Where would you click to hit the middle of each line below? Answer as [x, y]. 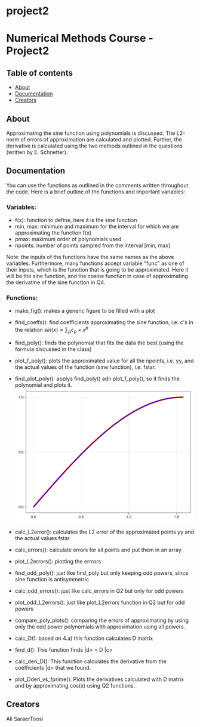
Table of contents [39, 73]
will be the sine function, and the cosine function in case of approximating [97, 276]
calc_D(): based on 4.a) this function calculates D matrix [84, 638]
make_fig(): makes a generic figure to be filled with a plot [85, 311]
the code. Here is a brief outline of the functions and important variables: [96, 192]
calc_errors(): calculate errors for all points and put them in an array [98, 550]
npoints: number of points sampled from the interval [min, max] [93, 245]
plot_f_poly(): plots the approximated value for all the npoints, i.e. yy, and [104, 361]
